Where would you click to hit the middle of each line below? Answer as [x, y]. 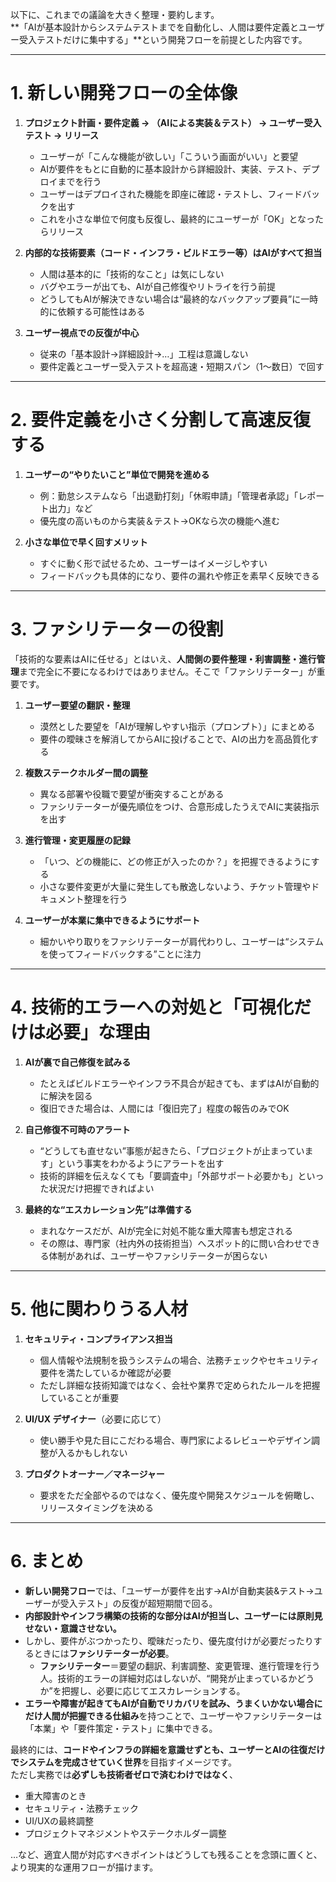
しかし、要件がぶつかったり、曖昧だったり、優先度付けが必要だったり [169, 1640]
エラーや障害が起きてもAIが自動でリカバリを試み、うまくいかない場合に [173, 1703]
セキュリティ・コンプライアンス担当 [98, 1339]
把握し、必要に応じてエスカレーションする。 [153, 1690]
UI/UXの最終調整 [59, 1820]
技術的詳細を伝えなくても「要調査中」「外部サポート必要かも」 [168, 1175]
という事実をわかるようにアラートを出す [141, 1163]
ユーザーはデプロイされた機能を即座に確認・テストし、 [153, 194]
